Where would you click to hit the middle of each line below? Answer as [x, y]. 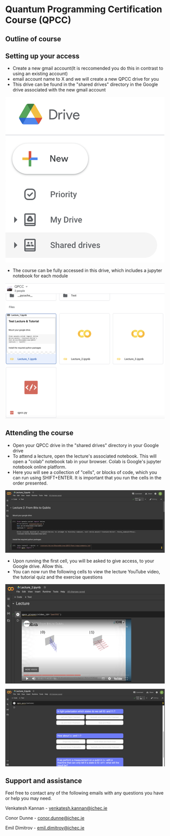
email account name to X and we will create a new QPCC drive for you [86, 79]
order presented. [30, 483]
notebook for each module [40, 276]
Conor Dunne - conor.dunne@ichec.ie [45, 818]
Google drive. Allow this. [38, 566]
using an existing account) [40, 74]
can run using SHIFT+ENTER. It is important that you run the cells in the [87, 477]
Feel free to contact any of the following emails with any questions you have [84, 793]
